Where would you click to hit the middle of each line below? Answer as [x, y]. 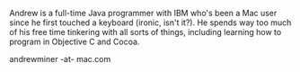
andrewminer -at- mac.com [60, 59]
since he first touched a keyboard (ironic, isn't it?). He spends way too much [150, 22]
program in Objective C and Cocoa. [75, 41]
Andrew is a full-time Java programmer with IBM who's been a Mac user [143, 13]
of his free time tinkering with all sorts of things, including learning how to [146, 32]
